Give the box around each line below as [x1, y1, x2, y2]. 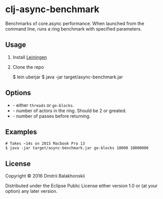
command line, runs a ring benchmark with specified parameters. [5, 25, 142, 32]
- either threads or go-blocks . [12, 102, 75, 108]
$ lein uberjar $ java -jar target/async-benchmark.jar [12, 74, 123, 80]
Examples [5, 127, 37, 136]
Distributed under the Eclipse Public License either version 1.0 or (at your [5, 183, 158, 189]
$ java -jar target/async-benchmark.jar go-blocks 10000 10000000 [5, 146, 149, 151]
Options [5, 89, 31, 97]
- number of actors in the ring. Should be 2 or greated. [12, 107, 127, 113]
